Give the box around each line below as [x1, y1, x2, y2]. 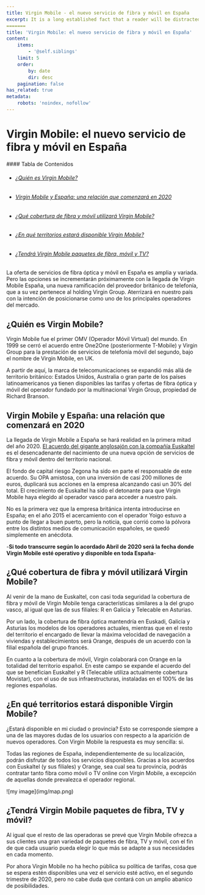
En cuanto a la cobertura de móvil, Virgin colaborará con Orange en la [6, 656, 182, 663]
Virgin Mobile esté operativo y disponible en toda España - [6, 550, 157, 557]
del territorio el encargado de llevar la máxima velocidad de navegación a [6, 630, 191, 638]
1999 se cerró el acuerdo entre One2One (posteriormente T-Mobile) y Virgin [6, 342, 198, 349]
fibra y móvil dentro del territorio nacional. [6, 456, 112, 463]
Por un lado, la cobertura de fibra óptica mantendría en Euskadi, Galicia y [6, 618, 190, 625]
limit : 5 [17, 55, 40, 61]
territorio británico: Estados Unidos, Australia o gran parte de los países [6, 373, 186, 381]
